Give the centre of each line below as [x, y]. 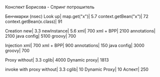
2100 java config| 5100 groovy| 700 [41, 36]
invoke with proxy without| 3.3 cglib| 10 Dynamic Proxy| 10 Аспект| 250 [77, 69]
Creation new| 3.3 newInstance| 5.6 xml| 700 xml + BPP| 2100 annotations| [80, 31]
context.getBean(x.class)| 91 [34, 22]
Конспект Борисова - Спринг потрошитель [50, 7]
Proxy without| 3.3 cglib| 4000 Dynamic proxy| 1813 [57, 60]
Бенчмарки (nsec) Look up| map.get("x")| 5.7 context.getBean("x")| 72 [77, 16]
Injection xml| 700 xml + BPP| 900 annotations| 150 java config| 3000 [75, 45]
